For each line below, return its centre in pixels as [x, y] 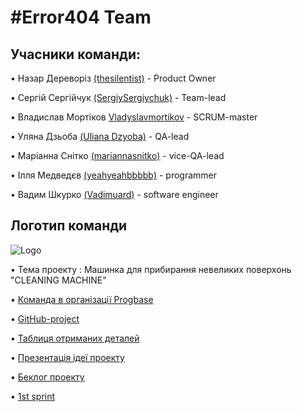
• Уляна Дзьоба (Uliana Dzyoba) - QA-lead [100, 136]
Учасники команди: [76, 54]
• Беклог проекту [47, 377]
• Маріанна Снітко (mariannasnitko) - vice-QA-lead [117, 155]
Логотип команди [69, 226]
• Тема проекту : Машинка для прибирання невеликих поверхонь [151, 269]
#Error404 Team [81, 17]
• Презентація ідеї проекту [67, 357]
